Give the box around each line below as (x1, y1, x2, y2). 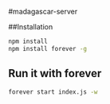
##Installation (8, 22, 53, 31)
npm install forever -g (8, 44, 88, 52)
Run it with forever (8, 67, 102, 80)
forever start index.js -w (8, 87, 98, 96)
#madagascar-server (8, 7, 78, 16)
